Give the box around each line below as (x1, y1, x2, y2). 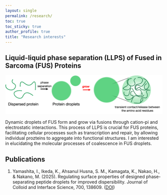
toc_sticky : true (5, 24, 41, 29)
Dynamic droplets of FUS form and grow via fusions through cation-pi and (5, 119, 158, 125)
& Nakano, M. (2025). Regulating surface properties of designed (12, 173, 145, 180)
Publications (5, 155, 45, 163)
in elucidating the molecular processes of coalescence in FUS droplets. (5, 140, 152, 146)
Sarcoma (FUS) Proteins (5, 62, 81, 70)
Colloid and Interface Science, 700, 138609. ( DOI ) (12, 184, 115, 190)
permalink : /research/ (5, 13, 52, 19)
